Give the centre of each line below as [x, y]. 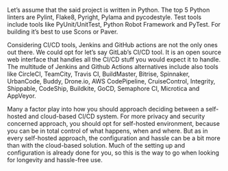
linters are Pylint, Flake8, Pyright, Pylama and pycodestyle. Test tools [104, 17]
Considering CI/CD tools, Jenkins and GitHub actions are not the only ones [112, 45]
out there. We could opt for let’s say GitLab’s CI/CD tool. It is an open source [114, 52]
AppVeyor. [22, 96]
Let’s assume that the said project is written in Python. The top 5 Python [109, 10]
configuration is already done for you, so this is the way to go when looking [113, 153]
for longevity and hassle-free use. [55, 160]
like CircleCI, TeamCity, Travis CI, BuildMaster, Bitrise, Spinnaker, [99, 74]
